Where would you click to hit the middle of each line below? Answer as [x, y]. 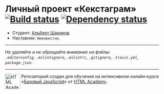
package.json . [19, 62]
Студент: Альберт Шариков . [41, 33]
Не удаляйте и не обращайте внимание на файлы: [58, 52]
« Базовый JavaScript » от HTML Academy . [64, 81]
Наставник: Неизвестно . [36, 38]
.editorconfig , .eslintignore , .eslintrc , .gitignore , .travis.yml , [72, 57]
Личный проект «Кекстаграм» [71, 9]
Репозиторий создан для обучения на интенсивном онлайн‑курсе [90, 76]
